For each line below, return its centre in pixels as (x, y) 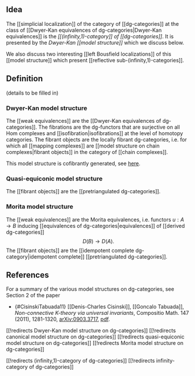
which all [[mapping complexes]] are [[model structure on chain (83, 146)
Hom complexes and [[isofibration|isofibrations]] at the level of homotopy (95, 133)
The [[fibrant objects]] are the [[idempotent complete (70, 250)
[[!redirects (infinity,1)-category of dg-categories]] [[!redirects (81, 361)
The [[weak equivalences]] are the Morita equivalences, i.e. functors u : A (95, 219)
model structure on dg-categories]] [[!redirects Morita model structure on (95, 343)
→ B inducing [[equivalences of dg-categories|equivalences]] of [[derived (96, 226)
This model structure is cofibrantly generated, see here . (73, 163)
